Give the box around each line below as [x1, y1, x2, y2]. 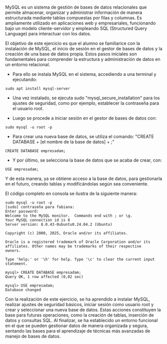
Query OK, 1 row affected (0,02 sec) [5, 274, 84, 279]
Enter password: [5, 209, 39, 214]
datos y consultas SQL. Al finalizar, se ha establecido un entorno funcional [5, 318, 158, 323]
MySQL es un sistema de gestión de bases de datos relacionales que [5, 4, 147, 10]
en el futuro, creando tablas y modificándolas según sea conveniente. [5, 181, 149, 186]
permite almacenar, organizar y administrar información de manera [5, 9, 143, 15]
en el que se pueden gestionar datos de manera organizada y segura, [5, 323, 148, 329]
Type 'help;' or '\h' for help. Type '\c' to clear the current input [5, 257, 155, 262]
